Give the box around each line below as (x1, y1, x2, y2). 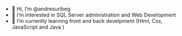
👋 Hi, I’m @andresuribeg (11, 6, 71, 12)
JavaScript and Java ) (11, 23, 64, 30)
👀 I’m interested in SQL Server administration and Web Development (11, 11, 177, 18)
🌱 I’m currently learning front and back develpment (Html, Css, (11, 18, 163, 24)
